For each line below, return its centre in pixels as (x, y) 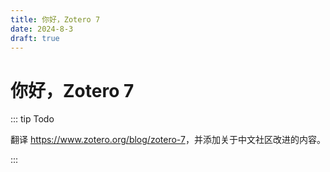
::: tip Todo (32, 119)
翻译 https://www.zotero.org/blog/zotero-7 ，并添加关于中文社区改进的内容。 (168, 140)
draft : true (35, 38)
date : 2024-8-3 (42, 29)
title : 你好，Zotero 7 (55, 19)
